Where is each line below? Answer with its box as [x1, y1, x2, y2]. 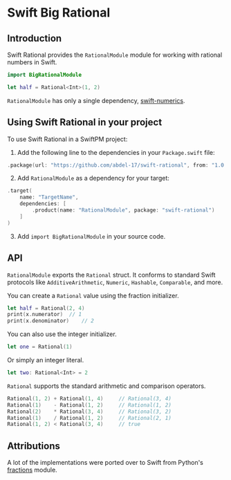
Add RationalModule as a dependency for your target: [17, 174, 169, 183]
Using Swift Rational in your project [7, 116, 163, 129]
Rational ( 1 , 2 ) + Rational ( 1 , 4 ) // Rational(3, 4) [7, 395, 172, 402]
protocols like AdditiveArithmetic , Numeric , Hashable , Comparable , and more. [7, 278, 223, 286]
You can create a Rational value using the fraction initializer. [7, 291, 179, 299]
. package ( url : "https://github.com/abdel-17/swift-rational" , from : [7, 161, 209, 169]
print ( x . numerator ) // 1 [7, 311, 82, 318]
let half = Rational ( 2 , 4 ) [7, 304, 85, 312]
